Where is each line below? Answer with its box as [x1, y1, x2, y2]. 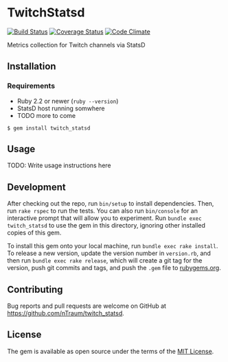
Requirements [7, 81, 56, 90]
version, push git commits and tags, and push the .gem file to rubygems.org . [7, 264, 222, 272]
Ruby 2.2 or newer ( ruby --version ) [16, 97, 119, 105]
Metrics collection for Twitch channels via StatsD [7, 40, 146, 49]
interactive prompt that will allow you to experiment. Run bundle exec [7, 214, 202, 222]
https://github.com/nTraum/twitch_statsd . [7, 309, 125, 317]
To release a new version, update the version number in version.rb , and [7, 249, 212, 258]
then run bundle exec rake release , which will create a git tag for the [7, 256, 203, 265]
